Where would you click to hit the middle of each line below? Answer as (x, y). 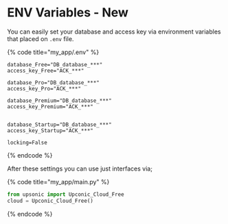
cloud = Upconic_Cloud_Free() (50, 201)
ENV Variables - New (68, 13)
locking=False (27, 142)
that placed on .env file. (41, 38)
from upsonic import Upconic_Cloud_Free (66, 194)
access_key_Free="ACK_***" (46, 71)
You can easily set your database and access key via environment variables (114, 32)
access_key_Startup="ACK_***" (50, 130)
